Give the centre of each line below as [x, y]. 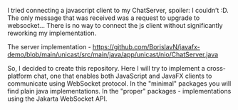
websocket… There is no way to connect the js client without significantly [115, 25]
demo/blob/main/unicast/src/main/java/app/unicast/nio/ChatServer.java [113, 54]
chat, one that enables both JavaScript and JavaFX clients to [123, 76]
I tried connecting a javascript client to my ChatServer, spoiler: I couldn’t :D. [118, 10]
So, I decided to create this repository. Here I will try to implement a [106, 68]
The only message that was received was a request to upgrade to [104, 18]
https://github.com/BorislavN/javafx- [146, 47]
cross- [216, 68]
